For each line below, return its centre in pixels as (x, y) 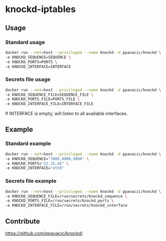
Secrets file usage (28, 79)
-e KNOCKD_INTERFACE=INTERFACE (38, 66)
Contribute (23, 221)
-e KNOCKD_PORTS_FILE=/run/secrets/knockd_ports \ (60, 201)
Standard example (28, 143)
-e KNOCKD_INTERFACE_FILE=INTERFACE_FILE (49, 104)
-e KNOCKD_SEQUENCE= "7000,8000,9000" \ (47, 159)
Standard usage (25, 42)
